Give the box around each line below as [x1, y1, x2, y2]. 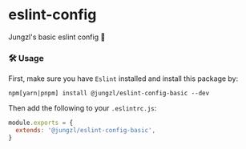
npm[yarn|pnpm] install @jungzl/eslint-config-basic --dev [8, 90, 210, 98]
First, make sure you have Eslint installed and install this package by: [8, 74, 239, 83]
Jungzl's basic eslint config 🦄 [8, 32, 106, 42]
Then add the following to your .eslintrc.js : [8, 103, 157, 113]
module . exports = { [8, 119, 74, 127]
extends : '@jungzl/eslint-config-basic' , [15, 127, 156, 135]
